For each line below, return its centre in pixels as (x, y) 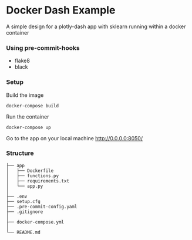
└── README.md (23, 232)
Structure (20, 153)
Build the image (25, 95)
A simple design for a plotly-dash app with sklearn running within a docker (96, 26)
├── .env (17, 196)
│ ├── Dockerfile (30, 171)
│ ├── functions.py (33, 176)
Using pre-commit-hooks (43, 48)
